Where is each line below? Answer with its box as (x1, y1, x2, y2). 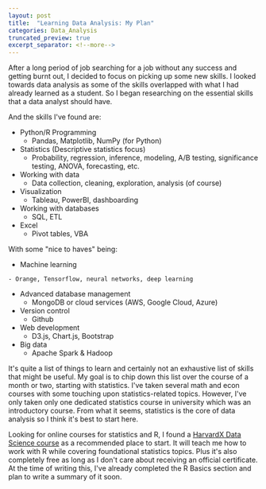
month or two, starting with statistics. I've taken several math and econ (8, 381, 240, 390)
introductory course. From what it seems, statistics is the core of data (8, 406, 236, 416)
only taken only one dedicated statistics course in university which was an (8, 398, 252, 407)
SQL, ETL (31, 212, 63, 222)
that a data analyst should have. (8, 97, 113, 107)
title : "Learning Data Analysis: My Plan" (8, 19, 155, 27)
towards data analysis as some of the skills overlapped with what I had (8, 80, 240, 90)
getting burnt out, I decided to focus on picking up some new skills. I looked (8, 72, 256, 81)
